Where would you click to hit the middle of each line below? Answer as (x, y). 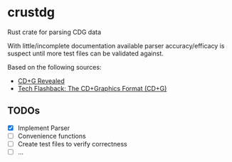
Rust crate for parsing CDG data (54, 32)
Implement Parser (44, 128)
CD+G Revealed (41, 81)
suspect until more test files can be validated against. (85, 53)
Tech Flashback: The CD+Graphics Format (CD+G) (92, 88)
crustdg (31, 12)
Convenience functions (52, 136)
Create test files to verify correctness (72, 144)
